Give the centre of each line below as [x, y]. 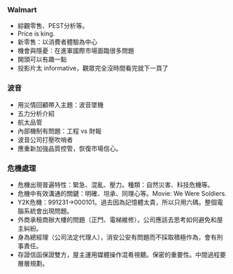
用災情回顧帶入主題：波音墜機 [60, 104]
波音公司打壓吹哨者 [45, 139]
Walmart [22, 10]
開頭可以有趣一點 [42, 59]
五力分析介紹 [36, 113]
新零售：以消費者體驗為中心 [57, 42]
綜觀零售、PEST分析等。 [53, 26]
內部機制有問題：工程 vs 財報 [59, 131]
